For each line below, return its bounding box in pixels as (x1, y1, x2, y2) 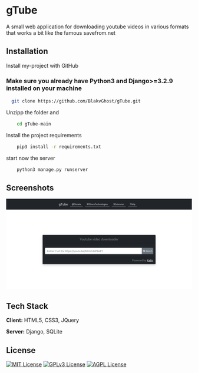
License (6, 345, 36, 355)
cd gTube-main (16, 121, 51, 127)
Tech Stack (6, 301, 48, 311)
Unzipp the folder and (6, 108, 60, 115)
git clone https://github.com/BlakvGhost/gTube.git (11, 98, 141, 104)
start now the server (6, 154, 55, 161)
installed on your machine (6, 84, 82, 92)
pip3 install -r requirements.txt (16, 144, 101, 150)
